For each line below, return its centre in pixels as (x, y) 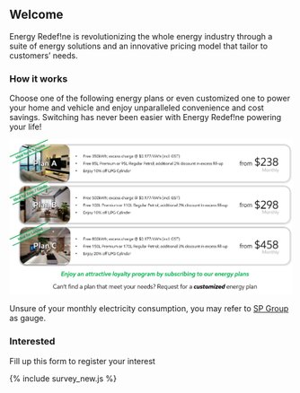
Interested (32, 342)
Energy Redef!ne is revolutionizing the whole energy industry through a (141, 36)
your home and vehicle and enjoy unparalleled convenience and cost (137, 108)
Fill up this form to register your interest (82, 361)
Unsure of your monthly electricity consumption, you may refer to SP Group (149, 309)
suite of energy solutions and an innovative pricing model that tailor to (138, 46)
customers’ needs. (44, 55)
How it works (39, 78)
